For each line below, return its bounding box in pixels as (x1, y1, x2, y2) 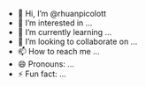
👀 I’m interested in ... (17, 18, 93, 28)
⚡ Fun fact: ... (17, 68, 66, 79)
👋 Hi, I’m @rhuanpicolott (17, 9, 107, 18)
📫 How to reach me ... (17, 47, 100, 56)
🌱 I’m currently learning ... (17, 27, 112, 37)
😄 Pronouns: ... (17, 59, 75, 69)
